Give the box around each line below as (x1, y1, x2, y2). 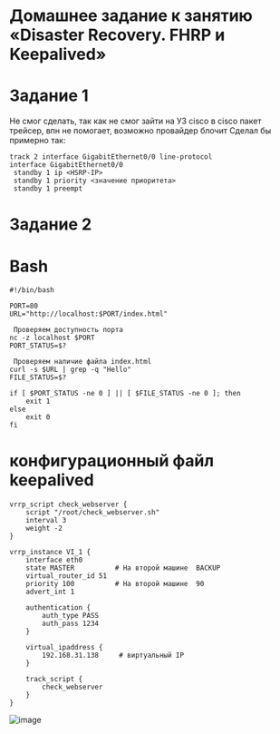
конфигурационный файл (9, 451, 215, 472)
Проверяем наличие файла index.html (13, 357, 152, 367)
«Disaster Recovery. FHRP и (9, 24, 226, 45)
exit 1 (25, 396, 51, 406)
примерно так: (9, 135, 66, 146)
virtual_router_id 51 (25, 572, 107, 581)
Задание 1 (9, 85, 89, 106)
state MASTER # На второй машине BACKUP (25, 563, 221, 573)
